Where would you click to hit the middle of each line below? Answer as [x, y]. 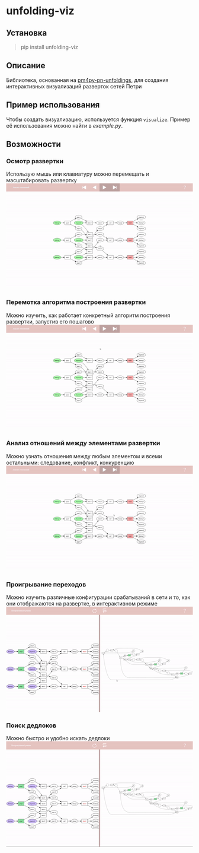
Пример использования [53, 105]
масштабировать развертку [41, 180]
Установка [27, 33]
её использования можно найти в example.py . [65, 125]
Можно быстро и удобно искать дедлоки [58, 738]
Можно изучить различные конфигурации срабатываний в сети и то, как [98, 597]
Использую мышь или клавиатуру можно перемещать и [78, 174]
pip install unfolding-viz [49, 47]
